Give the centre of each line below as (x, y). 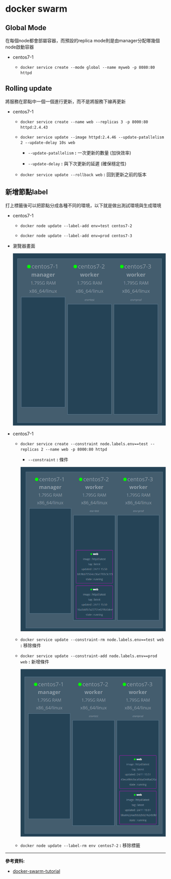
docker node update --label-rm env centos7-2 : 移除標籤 (80, 845)
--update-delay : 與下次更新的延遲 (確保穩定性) (77, 163)
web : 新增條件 (35, 662)
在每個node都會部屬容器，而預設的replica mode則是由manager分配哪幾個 (83, 41)
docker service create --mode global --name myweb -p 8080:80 (88, 67)
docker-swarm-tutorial (36, 871)
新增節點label (27, 192)
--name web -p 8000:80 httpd (76, 449)
